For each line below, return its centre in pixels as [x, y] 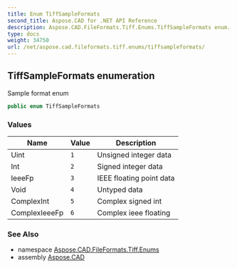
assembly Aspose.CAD [51, 257]
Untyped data [120, 190]
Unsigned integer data [135, 155]
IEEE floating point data [136, 177]
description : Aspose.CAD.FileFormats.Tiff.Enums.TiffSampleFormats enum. [119, 27]
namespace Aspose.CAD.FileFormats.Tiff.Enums [88, 249]
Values [20, 124]
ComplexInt [30, 201]
